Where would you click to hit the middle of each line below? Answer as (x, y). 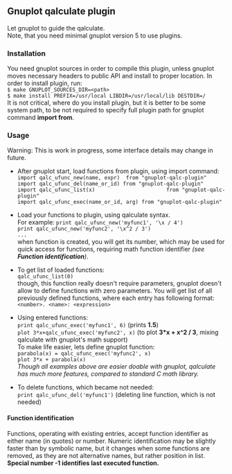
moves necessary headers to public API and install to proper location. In (110, 76)
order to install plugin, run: (45, 83)
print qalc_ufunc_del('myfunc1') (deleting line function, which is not (116, 395)
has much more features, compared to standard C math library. (108, 374)
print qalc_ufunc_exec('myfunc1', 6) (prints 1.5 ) (88, 325)
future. (17, 158)
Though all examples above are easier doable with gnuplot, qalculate (116, 367)
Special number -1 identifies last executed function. (83, 463)
